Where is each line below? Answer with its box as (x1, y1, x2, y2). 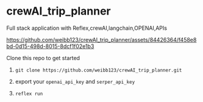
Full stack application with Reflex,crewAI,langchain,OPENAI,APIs (6, 24, 168, 32)
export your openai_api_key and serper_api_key (15, 78, 135, 85)
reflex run (15, 90, 43, 97)
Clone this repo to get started (6, 54, 80, 61)
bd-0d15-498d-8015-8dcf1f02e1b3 (6, 42, 94, 50)
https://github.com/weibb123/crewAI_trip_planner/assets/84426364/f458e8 (6, 36, 197, 43)
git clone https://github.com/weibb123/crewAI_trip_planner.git (15, 67, 182, 73)
